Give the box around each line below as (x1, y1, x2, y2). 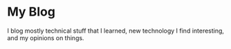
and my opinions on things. (7, 33, 84, 42)
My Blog (7, 4, 55, 20)
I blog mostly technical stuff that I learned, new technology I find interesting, (7, 27, 225, 35)
